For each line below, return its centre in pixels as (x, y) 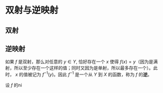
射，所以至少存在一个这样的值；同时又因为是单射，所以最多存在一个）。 (79, 68)
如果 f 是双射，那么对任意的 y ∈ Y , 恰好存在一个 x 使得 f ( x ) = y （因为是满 (82, 62)
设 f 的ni (14, 85)
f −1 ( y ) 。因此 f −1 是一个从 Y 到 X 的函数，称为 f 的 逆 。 (97, 74)
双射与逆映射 (32, 10)
